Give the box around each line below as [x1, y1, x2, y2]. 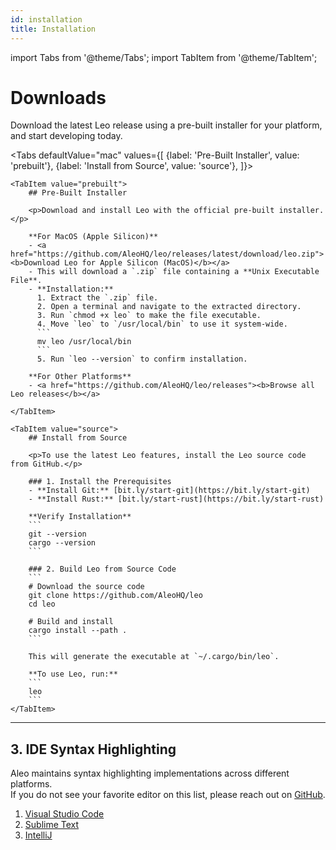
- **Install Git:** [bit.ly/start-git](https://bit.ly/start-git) [28, 486, 311, 496]
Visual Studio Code [24, 808, 105, 820]
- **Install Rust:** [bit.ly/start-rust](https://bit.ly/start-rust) [28, 494, 325, 505]
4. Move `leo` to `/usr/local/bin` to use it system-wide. [36, 319, 288, 330]
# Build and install [28, 617, 114, 627]
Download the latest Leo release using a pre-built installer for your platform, [10, 119, 323, 131]
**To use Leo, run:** [28, 669, 118, 680]
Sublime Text [24, 819, 80, 831]
